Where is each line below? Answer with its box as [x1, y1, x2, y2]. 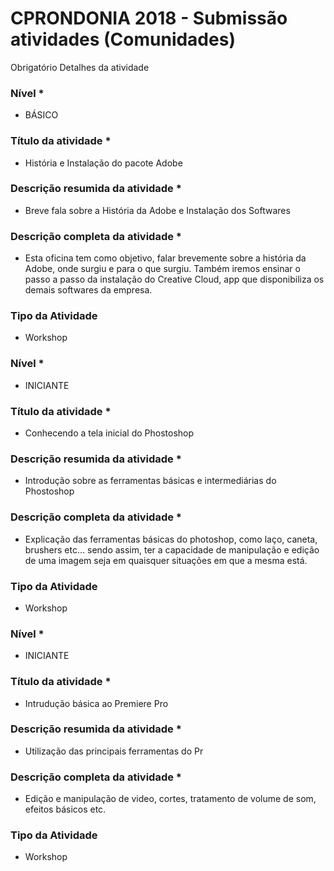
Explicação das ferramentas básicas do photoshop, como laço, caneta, [24, 533, 318, 545]
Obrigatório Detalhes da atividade [10, 61, 150, 73]
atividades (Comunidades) [10, 28, 236, 51]
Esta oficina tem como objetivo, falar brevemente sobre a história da [24, 252, 307, 264]
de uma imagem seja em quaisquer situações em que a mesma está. [24, 554, 308, 566]
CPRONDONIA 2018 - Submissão [10, 7, 288, 30]
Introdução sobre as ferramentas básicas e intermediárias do [24, 475, 277, 487]
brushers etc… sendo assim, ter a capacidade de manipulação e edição [24, 543, 320, 556]
